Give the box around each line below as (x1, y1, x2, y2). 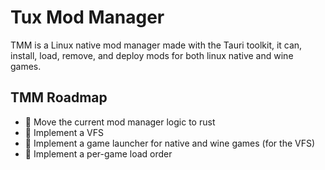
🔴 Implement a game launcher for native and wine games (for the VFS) (24, 137, 316, 149)
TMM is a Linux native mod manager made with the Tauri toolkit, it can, (10, 39, 303, 51)
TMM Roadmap (10, 89, 108, 106)
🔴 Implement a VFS (24, 126, 104, 138)
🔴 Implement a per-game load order (24, 147, 173, 160)
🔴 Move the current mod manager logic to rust (24, 116, 216, 128)
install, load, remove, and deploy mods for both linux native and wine (10, 49, 294, 61)
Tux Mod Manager (10, 6, 165, 29)
